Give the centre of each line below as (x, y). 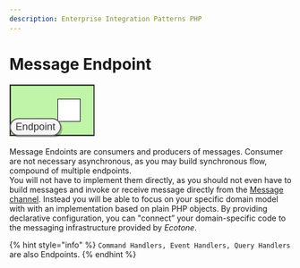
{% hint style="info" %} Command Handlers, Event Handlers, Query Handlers (150, 245)
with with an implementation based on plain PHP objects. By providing (138, 208)
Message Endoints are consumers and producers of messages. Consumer (146, 151)
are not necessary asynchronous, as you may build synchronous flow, (138, 161)
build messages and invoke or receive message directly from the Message (146, 189)
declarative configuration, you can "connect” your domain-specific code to (148, 218)
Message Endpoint (81, 64)
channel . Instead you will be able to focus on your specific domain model (144, 199)
